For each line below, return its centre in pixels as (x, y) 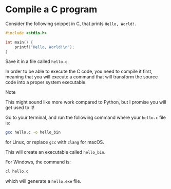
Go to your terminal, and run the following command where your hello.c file (85, 118)
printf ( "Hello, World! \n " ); (44, 47)
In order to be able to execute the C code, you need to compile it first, (79, 71)
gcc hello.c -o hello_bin (33, 132)
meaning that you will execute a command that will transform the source (82, 77)
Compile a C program (51, 9)
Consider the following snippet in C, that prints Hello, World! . (71, 24)
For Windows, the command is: (38, 162)
